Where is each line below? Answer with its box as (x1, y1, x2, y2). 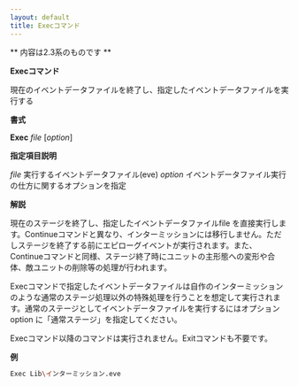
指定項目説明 (10, 150, 57, 160)
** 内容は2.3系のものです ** (10, 46, 111, 58)
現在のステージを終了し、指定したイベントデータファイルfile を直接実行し (10, 218, 279, 228)
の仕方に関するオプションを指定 (10, 180, 126, 190)
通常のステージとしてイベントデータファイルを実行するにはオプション (24, 303, 280, 313)
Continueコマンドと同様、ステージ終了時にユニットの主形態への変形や (10, 251, 268, 261)
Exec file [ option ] (10, 132, 73, 143)
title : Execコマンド (10, 21, 80, 30)
